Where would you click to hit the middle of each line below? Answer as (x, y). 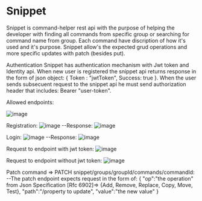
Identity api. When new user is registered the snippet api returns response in (101, 71)
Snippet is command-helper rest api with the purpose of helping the (90, 28)
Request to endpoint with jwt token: (50, 149)
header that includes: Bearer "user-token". (59, 90)
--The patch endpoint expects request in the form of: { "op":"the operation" (100, 178)
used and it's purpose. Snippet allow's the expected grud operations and (97, 47)
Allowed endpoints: (30, 102)
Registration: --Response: (49, 125)
